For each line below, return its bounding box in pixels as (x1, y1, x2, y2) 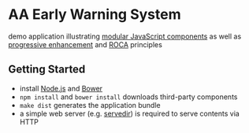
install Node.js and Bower (19, 83, 103, 93)
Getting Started (8, 63, 86, 76)
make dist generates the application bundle (19, 100, 161, 109)
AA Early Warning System (8, 6, 181, 24)
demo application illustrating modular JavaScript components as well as (8, 31, 242, 41)
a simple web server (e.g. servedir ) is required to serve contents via (19, 109, 240, 118)
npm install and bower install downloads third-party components (19, 92, 238, 102)
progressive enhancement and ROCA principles (8, 39, 163, 49)
